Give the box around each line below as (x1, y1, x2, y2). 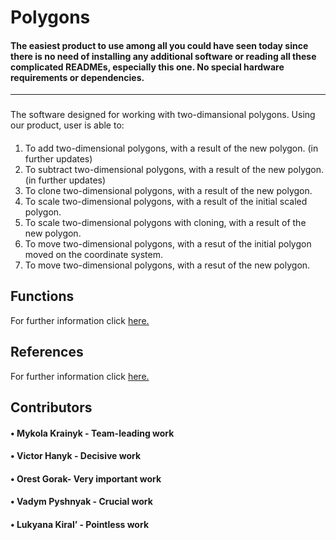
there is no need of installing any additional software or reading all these (10, 50, 317, 62)
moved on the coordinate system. (24, 248, 164, 260)
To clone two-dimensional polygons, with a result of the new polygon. (24, 184, 313, 196)
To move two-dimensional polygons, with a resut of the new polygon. (24, 259, 311, 271)
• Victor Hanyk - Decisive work (10, 450, 142, 462)
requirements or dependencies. (10, 71, 145, 83)
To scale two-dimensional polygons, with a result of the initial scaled (24, 195, 308, 207)
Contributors (10, 399, 93, 416)
